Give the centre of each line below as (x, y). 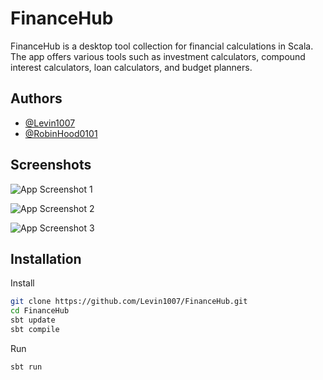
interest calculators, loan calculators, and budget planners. (131, 67)
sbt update (33, 320)
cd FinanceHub (40, 311)
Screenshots (51, 165)
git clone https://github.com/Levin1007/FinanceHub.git (129, 302)
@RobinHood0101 (61, 133)
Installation (46, 258)
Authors (36, 98)
